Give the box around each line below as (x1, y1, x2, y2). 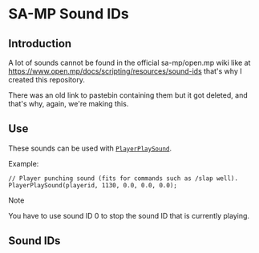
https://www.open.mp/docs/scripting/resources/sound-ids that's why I (8, 66, 242, 76)
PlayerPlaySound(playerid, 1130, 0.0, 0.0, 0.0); (8, 181, 178, 189)
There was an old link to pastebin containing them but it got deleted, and (8, 90, 248, 100)
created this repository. (8, 75, 86, 84)
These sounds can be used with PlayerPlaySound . (8, 143, 172, 153)
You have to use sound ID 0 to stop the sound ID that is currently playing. (8, 211, 250, 220)
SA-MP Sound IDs (8, 5, 130, 23)
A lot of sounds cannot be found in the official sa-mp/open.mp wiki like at (8, 58, 251, 67)
